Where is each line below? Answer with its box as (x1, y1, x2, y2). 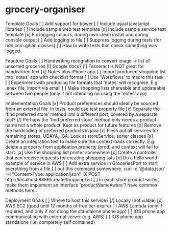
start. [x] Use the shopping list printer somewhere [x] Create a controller (5, 149, 157, 155)
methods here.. (5, 187, 37, 193)
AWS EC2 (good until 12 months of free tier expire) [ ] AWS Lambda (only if (5, 202, 162, 208)
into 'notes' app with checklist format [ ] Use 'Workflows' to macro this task (5, 74, 164, 80)
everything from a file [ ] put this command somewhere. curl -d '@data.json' (5, 165, 165, 172)
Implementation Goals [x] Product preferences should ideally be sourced (5, 100, 158, 106)
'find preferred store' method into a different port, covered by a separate (5, 111, 158, 117)
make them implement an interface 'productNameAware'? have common (5, 182, 158, 188)
